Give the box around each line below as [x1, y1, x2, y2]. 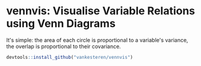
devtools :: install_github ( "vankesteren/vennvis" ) [6, 54, 134, 60]
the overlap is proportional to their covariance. [6, 43, 122, 50]
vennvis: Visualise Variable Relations [6, 4, 196, 18]
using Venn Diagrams [6, 17, 116, 30]
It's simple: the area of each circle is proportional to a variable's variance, [6, 36, 188, 43]
